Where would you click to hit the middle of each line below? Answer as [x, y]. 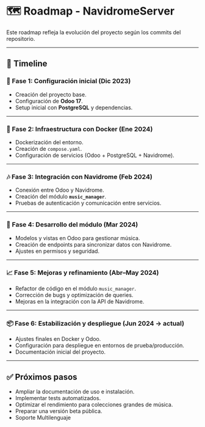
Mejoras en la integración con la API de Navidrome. [80, 301]
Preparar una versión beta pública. [59, 411]
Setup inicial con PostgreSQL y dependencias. [74, 108]
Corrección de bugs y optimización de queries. [74, 295]
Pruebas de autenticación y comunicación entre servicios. [88, 203]
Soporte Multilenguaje [43, 417]
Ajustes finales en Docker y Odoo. [58, 339]
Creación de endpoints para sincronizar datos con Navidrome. [93, 244]
